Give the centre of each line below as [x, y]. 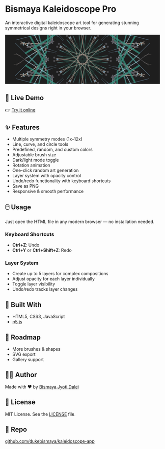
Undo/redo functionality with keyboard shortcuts [61, 181]
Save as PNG [26, 186]
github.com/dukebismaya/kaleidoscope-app [50, 441]
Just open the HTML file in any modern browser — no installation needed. [80, 222]
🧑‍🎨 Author [21, 375]
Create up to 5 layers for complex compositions [60, 274]
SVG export [24, 354]
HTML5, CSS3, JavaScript [39, 317]
